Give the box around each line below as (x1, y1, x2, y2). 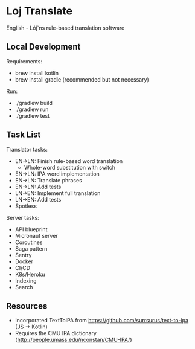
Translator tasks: (6, 146, 48, 153)
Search (14, 283, 33, 290)
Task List (6, 130, 41, 140)
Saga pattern (14, 245, 48, 252)
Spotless (14, 202, 37, 210)
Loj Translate (6, 4, 73, 18)
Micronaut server (14, 232, 59, 239)
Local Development (6, 42, 81, 52)
